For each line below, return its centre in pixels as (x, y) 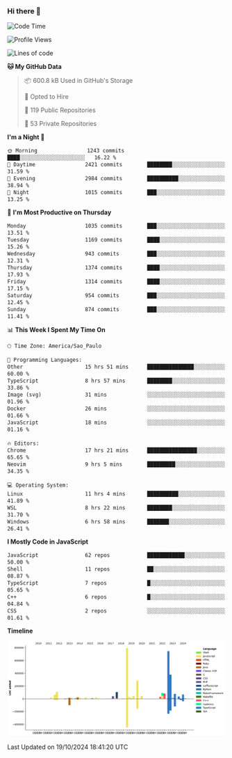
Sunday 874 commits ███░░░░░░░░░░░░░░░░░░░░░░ (116, 310)
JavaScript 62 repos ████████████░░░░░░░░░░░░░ (116, 555)
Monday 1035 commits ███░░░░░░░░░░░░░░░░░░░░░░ (116, 226)
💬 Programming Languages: (44, 360)
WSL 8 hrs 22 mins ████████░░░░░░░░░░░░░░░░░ (116, 508)
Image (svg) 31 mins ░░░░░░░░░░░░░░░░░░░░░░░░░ (116, 395)
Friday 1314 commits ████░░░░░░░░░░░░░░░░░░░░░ (116, 282)
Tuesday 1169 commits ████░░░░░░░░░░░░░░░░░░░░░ (116, 240)
